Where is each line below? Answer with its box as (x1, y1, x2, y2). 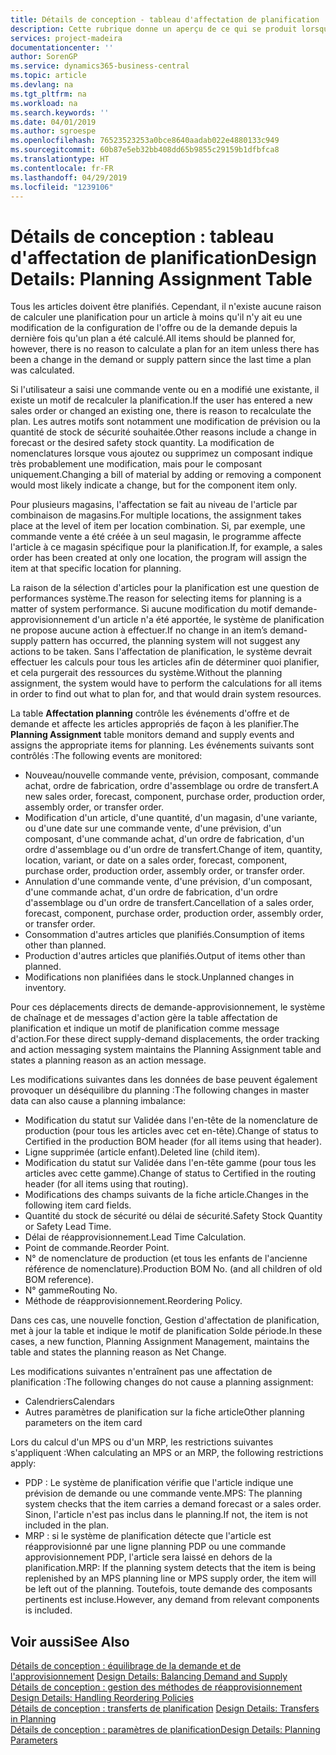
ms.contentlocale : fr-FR (10, 163, 114, 173)
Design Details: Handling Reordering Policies (10, 1692, 195, 1704)
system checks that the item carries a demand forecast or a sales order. (24, 1498, 322, 1510)
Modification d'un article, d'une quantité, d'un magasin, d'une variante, (24, 812, 318, 824)
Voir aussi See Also (10, 1633, 130, 1650)
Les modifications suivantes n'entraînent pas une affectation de (10, 1366, 273, 1378)
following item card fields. (24, 1199, 132, 1211)
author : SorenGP (10, 52, 78, 62)
